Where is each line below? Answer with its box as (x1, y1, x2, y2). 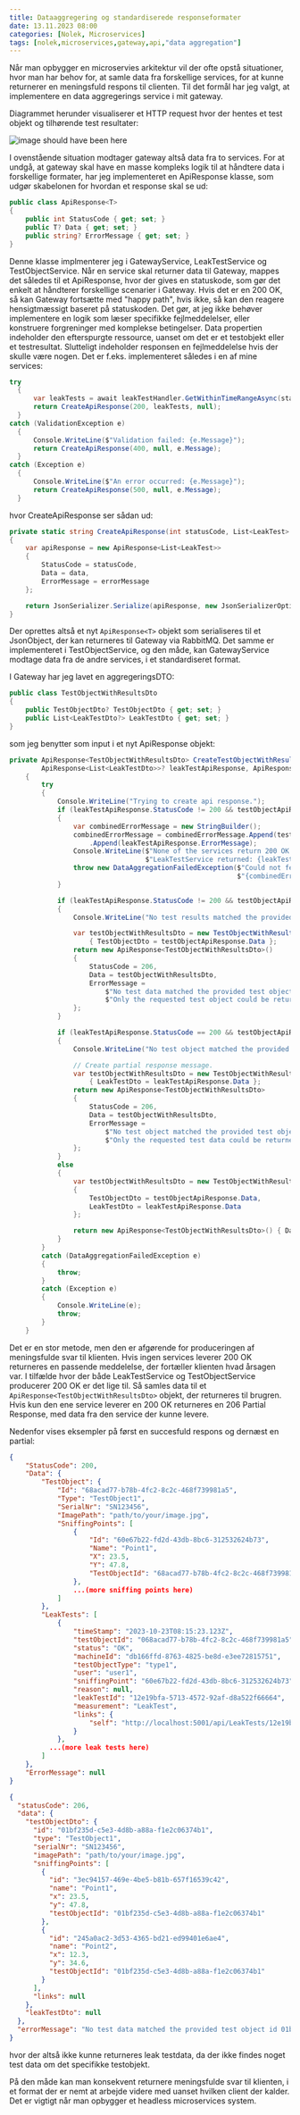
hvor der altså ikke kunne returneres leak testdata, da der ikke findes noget (9, 2049, 286, 2060)
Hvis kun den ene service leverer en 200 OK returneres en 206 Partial (9, 1399, 266, 1409)
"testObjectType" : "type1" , (72, 1660, 178, 1669)
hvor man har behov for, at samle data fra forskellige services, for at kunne (9, 72, 284, 83)
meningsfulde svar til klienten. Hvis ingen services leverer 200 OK (9, 1351, 253, 1362)
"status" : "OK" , (72, 1643, 134, 1652)
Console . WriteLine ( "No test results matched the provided (72, 913, 294, 922)
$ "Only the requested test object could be (104, 995, 270, 1005)
